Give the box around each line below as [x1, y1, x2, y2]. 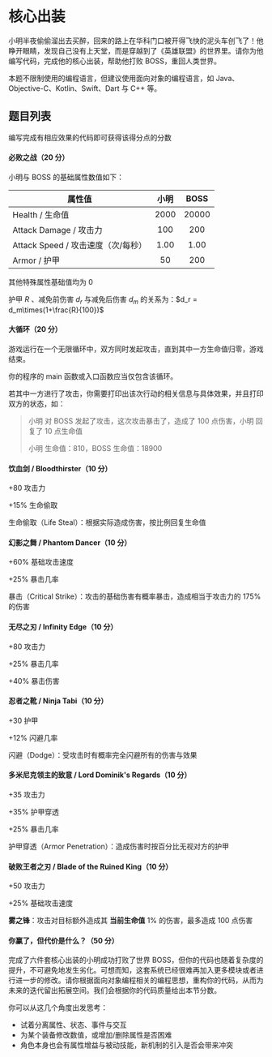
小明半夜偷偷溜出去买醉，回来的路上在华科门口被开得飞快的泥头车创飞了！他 [8, 36, 264, 45]
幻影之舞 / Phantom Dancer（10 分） [8, 537, 132, 548]
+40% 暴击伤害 [8, 676, 60, 685]
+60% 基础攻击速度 [8, 557, 74, 567]
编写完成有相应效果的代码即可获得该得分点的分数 [8, 132, 172, 142]
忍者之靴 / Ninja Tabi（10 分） [8, 696, 108, 706]
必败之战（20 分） [8, 153, 70, 162]
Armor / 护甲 [12, 255, 61, 266]
